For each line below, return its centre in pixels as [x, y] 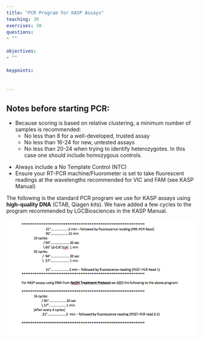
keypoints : [20, 70]
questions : [20, 32]
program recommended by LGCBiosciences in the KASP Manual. [87, 211]
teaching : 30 [23, 19]
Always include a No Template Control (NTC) [71, 167]
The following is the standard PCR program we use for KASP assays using [98, 198]
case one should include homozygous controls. [83, 155]
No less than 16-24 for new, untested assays [79, 142]
